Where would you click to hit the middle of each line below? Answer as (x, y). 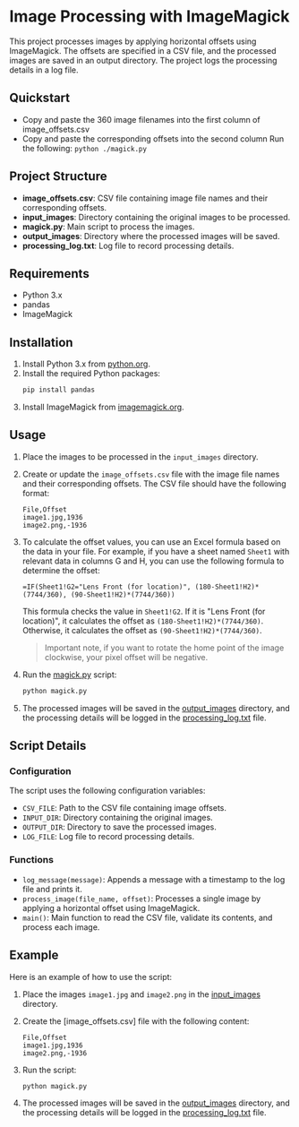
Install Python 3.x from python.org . (86, 364)
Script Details (48, 746)
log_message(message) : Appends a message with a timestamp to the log (154, 879)
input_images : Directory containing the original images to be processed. (156, 217)
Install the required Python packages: (91, 374)
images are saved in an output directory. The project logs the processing (143, 60)
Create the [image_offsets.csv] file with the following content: (136, 1021)
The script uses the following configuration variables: (107, 791)
